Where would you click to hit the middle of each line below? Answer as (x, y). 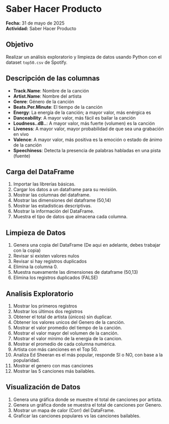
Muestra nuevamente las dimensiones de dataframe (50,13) (76, 272)
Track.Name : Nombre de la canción (51, 90)
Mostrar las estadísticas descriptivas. (52, 206)
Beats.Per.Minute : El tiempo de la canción (58, 107)
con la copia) (27, 250)
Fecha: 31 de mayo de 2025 (35, 23)
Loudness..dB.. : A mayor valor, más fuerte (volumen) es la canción (84, 123)
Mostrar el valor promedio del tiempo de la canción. (67, 328)
